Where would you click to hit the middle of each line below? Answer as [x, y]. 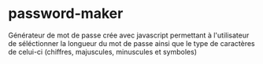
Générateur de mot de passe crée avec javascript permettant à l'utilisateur [129, 35]
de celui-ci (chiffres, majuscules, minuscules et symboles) [102, 52]
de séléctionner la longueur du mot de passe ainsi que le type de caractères [131, 43]
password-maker [66, 14]
